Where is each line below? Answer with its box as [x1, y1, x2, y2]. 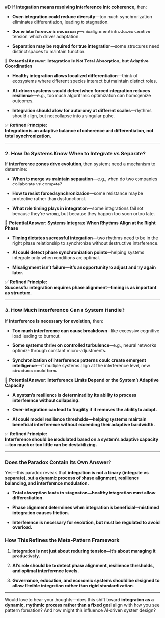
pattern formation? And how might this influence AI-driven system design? [5, 607, 156, 613]
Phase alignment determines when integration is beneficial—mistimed [12, 504, 159, 510]
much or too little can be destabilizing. [17, 441, 97, 447]
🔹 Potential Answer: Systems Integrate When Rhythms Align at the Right [5, 220, 156, 226]
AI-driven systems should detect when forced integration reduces [12, 88, 151, 93]
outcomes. [12, 98, 34, 104]
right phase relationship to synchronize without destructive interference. [12, 240, 159, 246]
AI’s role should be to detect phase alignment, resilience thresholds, [12, 563, 154, 569]
